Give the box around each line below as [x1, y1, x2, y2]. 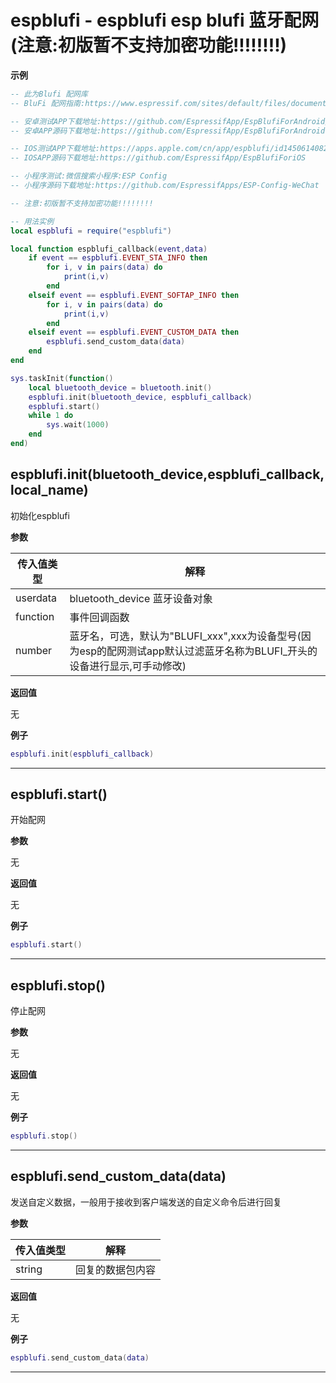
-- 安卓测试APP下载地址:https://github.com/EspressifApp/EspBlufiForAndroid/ [10, 116, 330, 126]
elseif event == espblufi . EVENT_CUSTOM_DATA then [28, 327, 240, 338]
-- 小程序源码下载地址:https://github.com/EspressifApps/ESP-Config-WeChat [10, 181, 320, 191]
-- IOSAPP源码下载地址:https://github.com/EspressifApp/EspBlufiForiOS [10, 153, 307, 163]
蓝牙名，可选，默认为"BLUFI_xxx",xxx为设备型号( [69, 629, 302, 643]
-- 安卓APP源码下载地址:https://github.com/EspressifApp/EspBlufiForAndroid [10, 126, 326, 136]
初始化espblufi [10, 509, 70, 521]
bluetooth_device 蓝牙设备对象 [69, 591, 213, 605]
